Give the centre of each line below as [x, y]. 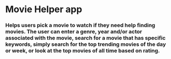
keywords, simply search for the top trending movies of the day [86, 44]
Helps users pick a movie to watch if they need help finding [80, 25]
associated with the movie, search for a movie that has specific [85, 38]
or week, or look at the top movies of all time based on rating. [83, 51]
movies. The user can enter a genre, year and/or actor [74, 32]
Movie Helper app [44, 9]
